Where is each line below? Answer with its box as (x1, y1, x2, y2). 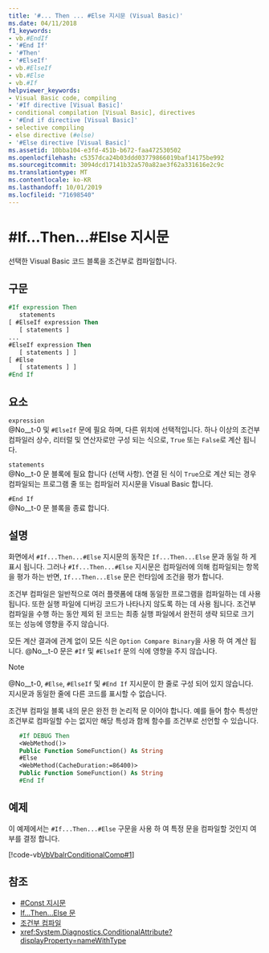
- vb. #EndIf (8, 34, 48, 43)
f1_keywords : (8, 26, 52, 35)
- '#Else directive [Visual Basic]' (8, 138, 131, 147)
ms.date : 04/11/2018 (8, 19, 78, 27)
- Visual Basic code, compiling (8, 94, 116, 102)
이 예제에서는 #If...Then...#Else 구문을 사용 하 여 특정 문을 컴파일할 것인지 (8, 824, 249, 833)
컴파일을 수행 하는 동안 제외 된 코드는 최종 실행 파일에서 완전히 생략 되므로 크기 (8, 609, 255, 618)
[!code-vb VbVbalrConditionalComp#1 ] (8, 849, 135, 859)
